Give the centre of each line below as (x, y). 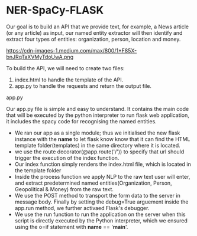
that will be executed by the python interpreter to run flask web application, (98, 115)
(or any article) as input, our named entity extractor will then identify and (94, 32)
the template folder (38, 170)
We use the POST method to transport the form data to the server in (97, 195)
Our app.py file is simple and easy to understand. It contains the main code (98, 109)
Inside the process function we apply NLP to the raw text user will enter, (102, 176)
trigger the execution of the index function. (67, 158)
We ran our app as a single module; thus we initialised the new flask (97, 133)
